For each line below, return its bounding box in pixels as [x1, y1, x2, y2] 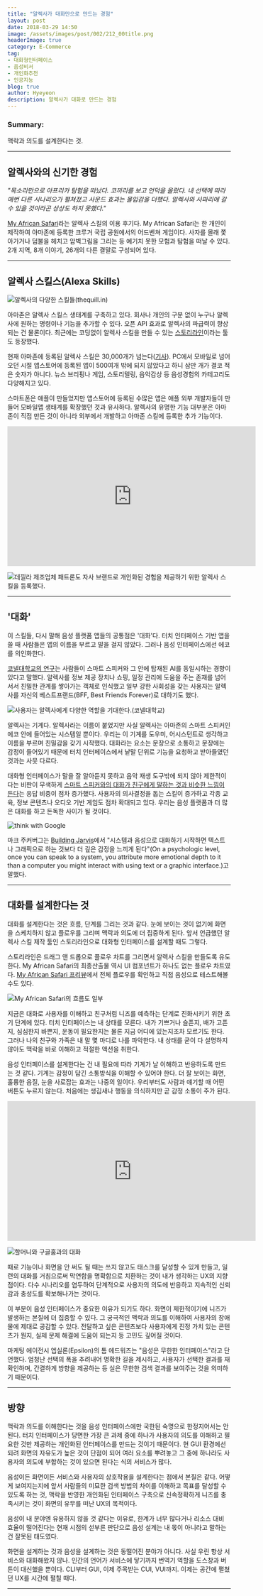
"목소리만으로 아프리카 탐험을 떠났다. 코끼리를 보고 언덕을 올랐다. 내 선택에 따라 [7, 186, 225, 195]
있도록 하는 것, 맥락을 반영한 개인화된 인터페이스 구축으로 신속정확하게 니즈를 [7, 1490, 220, 1499]
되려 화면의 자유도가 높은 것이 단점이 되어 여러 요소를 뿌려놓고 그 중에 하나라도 [7, 1449, 223, 1458]
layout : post [7, 17, 46, 24]
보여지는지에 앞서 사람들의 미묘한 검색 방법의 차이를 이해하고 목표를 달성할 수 [14, 1482, 227, 1490]
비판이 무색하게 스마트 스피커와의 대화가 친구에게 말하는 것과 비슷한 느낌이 [20, 780, 225, 789]
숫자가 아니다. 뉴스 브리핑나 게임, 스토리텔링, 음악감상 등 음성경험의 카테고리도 [14, 370, 230, 378]
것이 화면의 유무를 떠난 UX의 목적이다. [31, 1499, 138, 1508]
